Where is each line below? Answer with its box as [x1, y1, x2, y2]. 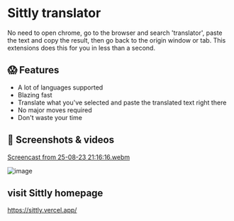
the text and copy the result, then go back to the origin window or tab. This [7, 36, 226, 44]
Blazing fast [17, 90, 52, 99]
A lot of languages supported [17, 83, 104, 92]
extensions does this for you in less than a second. [7, 43, 156, 52]
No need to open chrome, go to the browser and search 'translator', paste [7, 28, 223, 37]
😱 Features [7, 64, 60, 76]
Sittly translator [7, 5, 101, 21]
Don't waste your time [17, 113, 83, 122]
